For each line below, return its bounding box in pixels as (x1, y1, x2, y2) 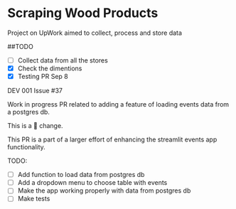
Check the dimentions (17, 64, 82, 73)
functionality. (7, 143, 46, 151)
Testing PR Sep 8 (17, 73, 69, 81)
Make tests (17, 194, 50, 203)
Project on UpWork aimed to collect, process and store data (7, 28, 183, 37)
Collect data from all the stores (17, 55, 108, 65)
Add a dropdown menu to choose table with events (17, 178, 168, 187)
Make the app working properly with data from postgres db (17, 186, 191, 195)
